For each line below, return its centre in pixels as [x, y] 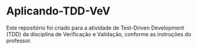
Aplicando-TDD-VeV [58, 11]
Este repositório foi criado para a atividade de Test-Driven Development [95, 28]
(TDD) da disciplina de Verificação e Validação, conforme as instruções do [99, 34]
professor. [19, 40]
